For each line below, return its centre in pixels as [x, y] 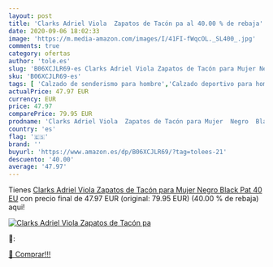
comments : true [34, 46]
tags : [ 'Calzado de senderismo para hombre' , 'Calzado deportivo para [130, 84]
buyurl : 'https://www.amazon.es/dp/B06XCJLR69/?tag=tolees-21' [118, 152]
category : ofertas [39, 54]
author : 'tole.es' [39, 62]
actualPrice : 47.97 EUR [49, 91]
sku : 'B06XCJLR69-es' [45, 76]
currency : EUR [32, 99]
